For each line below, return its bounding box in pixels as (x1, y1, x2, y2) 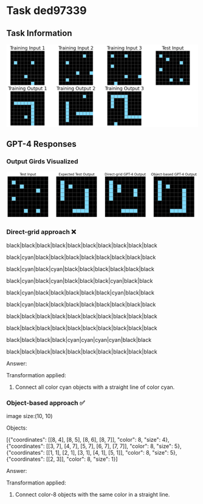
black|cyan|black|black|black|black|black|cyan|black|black (6, 289, 155, 296)
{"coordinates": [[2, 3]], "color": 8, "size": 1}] (6, 455, 118, 463)
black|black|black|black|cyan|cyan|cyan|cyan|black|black (6, 336, 152, 343)
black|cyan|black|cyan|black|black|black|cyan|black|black (6, 277, 153, 284)
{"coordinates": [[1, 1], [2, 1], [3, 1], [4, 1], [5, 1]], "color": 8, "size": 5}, (6, 449, 177, 456)
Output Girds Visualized (6, 157, 78, 166)
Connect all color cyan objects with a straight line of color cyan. (15, 383, 175, 391)
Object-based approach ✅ (6, 399, 85, 407)
